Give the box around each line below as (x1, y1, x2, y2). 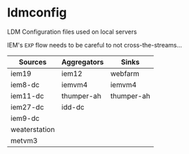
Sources (19, 57, 47, 67)
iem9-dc (10, 113, 40, 123)
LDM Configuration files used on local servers (7, 27, 137, 36)
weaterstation (10, 124, 55, 134)
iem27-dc (10, 102, 45, 111)
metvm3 (10, 135, 38, 145)
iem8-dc (10, 80, 40, 89)
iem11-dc (10, 91, 45, 100)
